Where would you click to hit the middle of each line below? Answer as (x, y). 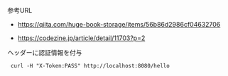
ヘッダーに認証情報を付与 (45, 52)
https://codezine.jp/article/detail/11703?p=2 (81, 38)
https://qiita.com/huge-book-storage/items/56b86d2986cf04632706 (119, 24)
